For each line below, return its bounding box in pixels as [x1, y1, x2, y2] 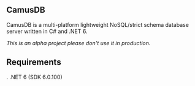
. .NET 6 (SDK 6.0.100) [6, 73, 63, 81]
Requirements [6, 57, 61, 68]
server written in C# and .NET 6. [6, 27, 88, 35]
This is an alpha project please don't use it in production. [6, 39, 151, 46]
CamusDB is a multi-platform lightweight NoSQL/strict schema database [6, 21, 189, 28]
